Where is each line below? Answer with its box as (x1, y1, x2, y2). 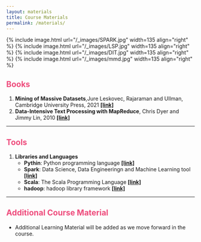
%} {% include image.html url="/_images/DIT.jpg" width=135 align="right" (6, 49, 189, 56)
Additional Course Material (6, 208, 109, 218)
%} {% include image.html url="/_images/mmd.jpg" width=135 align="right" (6, 55, 193, 63)
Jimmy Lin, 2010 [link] (14, 114, 70, 122)
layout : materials (6, 8, 52, 15)
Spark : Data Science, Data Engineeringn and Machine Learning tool (23, 166, 191, 173)
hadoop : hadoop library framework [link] (23, 185, 126, 192)
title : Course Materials (6, 14, 68, 20)
